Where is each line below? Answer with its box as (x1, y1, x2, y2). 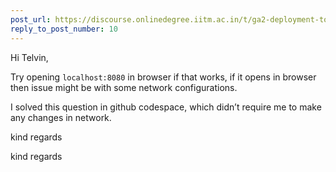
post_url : (10, 14, 52, 25)
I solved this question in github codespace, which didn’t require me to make (10, 101, 322, 113)
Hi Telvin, (10, 51, 49, 63)
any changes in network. (10, 111, 112, 123)
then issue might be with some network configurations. (10, 81, 238, 93)
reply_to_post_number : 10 (10, 24, 118, 34)
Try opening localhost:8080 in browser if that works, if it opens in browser (10, 71, 317, 83)
